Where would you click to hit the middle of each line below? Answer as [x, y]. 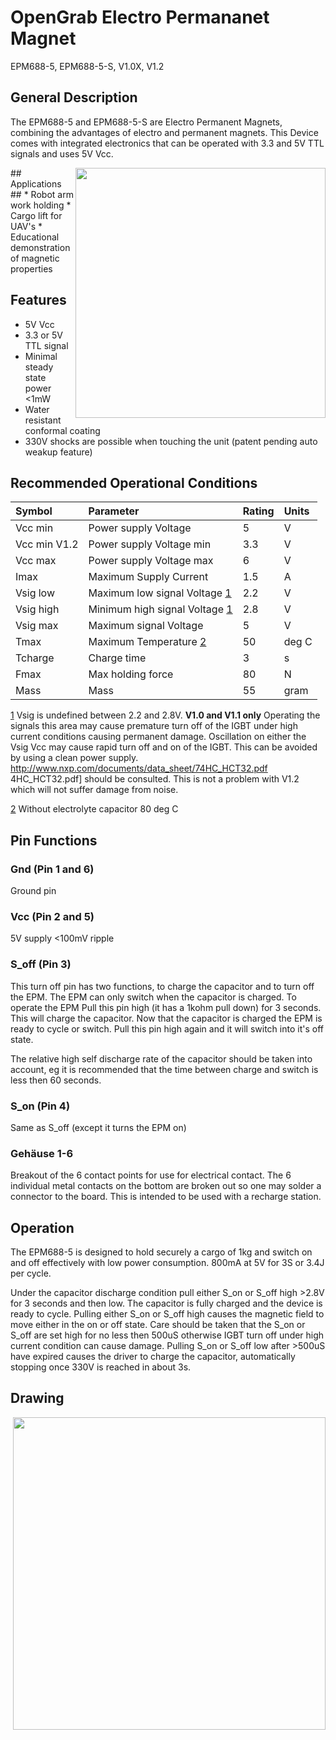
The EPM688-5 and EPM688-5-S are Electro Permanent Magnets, [146, 122]
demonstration [40, 247]
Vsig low [35, 593]
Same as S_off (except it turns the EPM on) [98, 1127]
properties [31, 268]
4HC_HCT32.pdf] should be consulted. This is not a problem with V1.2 [155, 779]
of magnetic [35, 258]
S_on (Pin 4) [40, 1106]
